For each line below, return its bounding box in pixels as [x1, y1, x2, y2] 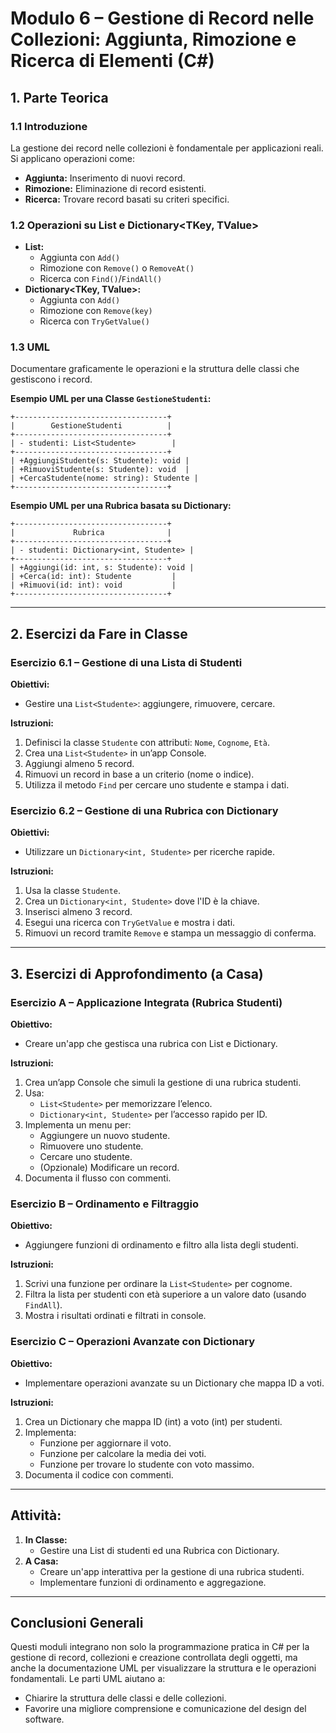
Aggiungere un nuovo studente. [39, 1130, 171, 1142]
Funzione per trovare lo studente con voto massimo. [39, 1458, 255, 1470]
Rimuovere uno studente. [39, 1140, 144, 1152]
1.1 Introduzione [10, 119, 88, 133]
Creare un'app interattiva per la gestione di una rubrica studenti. [39, 1565, 305, 1577]
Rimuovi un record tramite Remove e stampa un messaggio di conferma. [24, 927, 317, 939]
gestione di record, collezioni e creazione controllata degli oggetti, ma [10, 1652, 298, 1664]
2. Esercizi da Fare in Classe [10, 625, 188, 642]
